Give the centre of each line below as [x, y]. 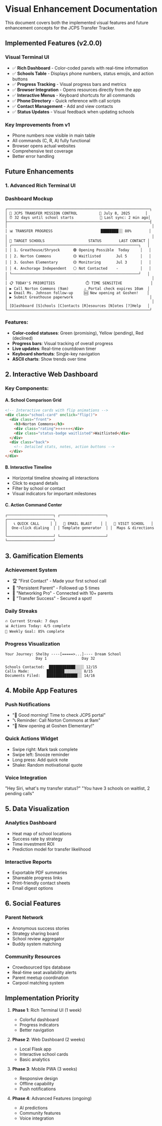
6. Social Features [33, 904]
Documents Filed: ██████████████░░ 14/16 [50, 676]
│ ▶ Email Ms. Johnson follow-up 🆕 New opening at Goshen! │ [77, 293]
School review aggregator [38, 938]
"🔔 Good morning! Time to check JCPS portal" [59, 715]
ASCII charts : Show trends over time [49, 359]
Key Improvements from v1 [37, 125]
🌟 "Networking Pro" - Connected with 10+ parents [63, 593]
